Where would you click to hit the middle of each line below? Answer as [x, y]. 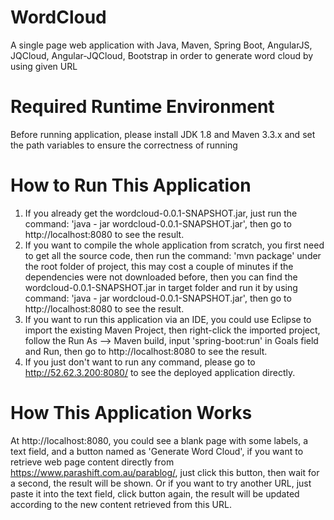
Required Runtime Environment [142, 107]
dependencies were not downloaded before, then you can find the [161, 277]
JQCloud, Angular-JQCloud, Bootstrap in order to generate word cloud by [162, 55]
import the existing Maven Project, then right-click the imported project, [172, 330]
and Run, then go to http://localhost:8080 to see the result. [146, 351]
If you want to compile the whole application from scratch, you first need [174, 245]
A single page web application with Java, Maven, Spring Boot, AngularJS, [161, 45]
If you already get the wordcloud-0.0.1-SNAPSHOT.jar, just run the [161, 213]
